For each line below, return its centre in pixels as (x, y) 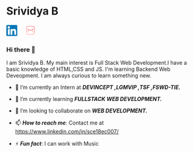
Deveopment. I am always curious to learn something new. (79, 76)
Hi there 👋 (21, 50)
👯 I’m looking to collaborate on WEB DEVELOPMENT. (81, 111)
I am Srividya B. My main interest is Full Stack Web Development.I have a (96, 63)
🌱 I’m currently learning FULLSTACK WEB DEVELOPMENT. (88, 99)
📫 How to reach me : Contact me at (59, 123)
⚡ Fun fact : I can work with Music (57, 144)
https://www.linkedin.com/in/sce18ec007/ (67, 132)
